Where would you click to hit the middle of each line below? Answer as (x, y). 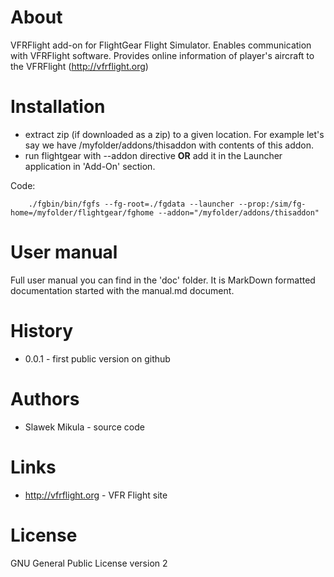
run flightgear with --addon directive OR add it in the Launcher (153, 155)
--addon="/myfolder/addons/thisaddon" (239, 212)
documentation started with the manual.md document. (122, 290)
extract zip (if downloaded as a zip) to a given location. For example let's (174, 134)
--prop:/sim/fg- (272, 204)
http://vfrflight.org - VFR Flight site (96, 495)
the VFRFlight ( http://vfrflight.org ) (79, 66)
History (42, 331)
